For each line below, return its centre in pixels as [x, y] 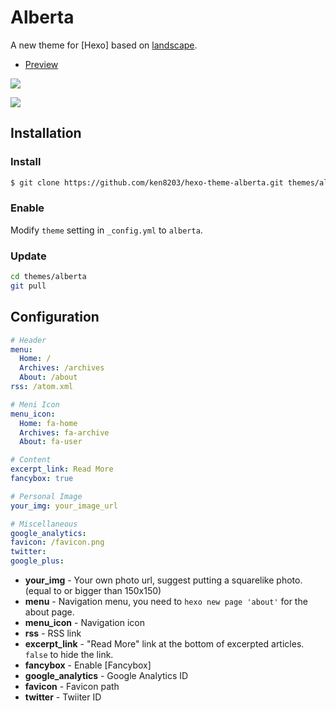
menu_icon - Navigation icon [84, 623]
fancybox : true [42, 479]
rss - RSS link [53, 633]
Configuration [55, 317]
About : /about [48, 377]
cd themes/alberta [48, 277]
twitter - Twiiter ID [63, 697]
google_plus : [37, 561]
